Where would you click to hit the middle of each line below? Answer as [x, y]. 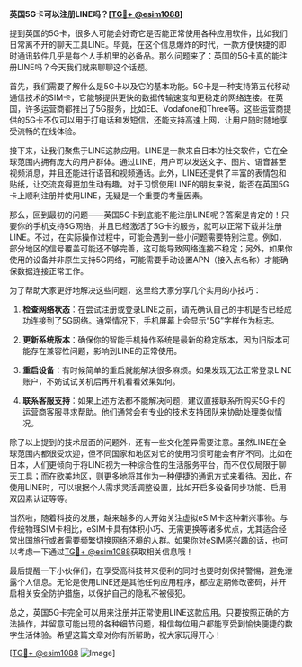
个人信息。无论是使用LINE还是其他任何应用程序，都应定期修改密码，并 [147, 582]
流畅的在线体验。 [49, 131]
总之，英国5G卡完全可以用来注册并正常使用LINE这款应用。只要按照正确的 [145, 612]
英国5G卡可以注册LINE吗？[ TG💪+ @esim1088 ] [96, 14]
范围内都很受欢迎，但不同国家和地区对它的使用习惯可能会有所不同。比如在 [155, 453]
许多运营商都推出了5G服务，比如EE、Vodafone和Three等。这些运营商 [154, 109]
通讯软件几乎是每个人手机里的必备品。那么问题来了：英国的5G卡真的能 [148, 56]
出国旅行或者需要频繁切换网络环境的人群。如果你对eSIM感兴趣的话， [144, 540]
